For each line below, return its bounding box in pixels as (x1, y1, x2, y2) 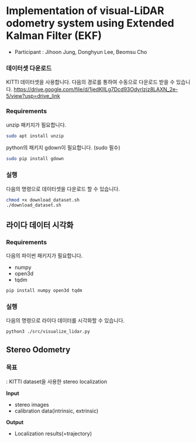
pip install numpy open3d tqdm (6, 288, 82, 294)
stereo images (14, 401, 49, 408)
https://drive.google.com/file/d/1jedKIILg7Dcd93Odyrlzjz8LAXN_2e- (13, 86, 178, 93)
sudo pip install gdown (6, 156, 64, 162)
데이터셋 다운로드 (6, 64, 52, 72)
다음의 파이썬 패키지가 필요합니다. (6, 252, 83, 259)
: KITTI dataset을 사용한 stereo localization (6, 378, 107, 385)
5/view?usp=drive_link (6, 93, 60, 100)
